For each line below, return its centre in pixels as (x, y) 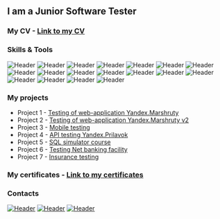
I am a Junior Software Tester (72, 11)
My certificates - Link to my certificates (75, 175)
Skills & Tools (30, 50)
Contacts (23, 193)
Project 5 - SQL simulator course (64, 142)
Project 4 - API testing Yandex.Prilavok (73, 134)
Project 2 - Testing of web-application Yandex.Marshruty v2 (103, 120)
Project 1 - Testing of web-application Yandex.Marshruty (98, 112)
